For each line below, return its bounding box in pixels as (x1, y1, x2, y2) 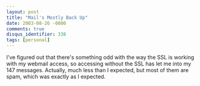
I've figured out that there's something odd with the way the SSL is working (6, 54, 195, 61)
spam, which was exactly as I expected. (6, 73, 106, 80)
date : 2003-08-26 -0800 (6, 20, 67, 26)
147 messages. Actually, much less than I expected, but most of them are (6, 67, 189, 73)
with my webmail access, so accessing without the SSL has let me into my (6, 60, 192, 67)
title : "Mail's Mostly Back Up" (6, 15, 88, 21)
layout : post (6, 8, 39, 15)
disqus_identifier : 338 (6, 31, 67, 38)
